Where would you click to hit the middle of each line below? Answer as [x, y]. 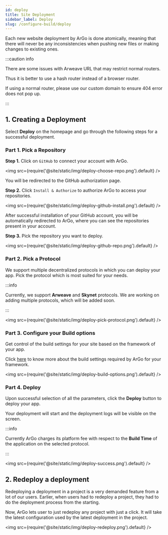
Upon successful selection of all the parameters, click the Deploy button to [83, 398]
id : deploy [17, 10]
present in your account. [31, 226]
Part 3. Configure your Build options [50, 333]
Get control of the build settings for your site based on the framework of [80, 344]
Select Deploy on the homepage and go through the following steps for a [81, 131]
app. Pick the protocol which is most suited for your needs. [67, 275]
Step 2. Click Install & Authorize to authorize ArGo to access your [76, 191]
